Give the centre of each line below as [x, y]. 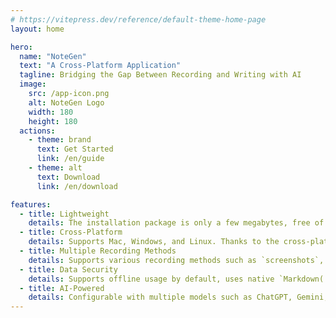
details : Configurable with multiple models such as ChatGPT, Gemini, [178, 297]
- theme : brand [60, 140]
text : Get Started [75, 149]
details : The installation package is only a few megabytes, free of [176, 223]
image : [33, 84]
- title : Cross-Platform [71, 232]
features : [31, 204]
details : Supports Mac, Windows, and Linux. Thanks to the [154, 242]
